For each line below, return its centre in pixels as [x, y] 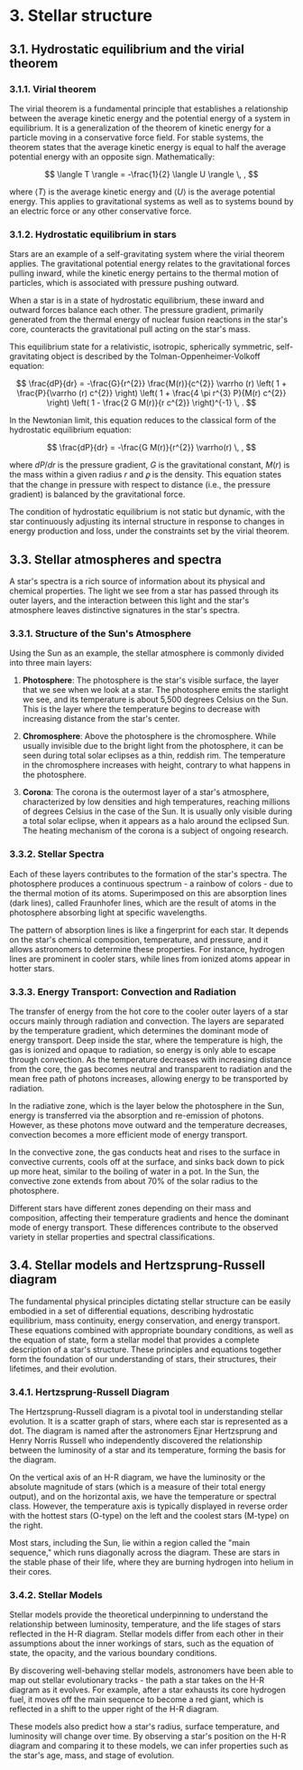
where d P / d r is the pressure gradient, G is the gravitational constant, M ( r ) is [150, 465]
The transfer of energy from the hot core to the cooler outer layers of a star [149, 1011]
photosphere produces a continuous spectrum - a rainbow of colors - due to [151, 884]
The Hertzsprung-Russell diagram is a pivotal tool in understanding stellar [147, 1411]
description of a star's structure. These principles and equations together [146, 1349]
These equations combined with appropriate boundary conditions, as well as [151, 1330]
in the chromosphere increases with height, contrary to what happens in [156, 765]
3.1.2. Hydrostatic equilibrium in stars [93, 234]
